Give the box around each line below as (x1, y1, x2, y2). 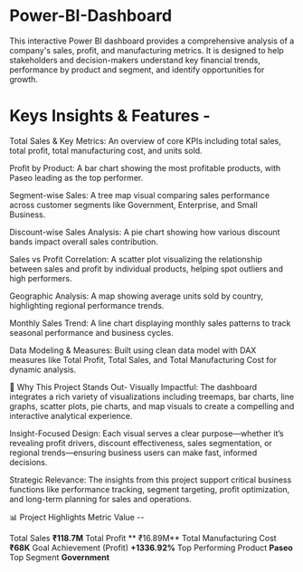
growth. (9, 73, 39, 84)
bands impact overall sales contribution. (9, 236, 158, 247)
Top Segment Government (9, 551, 110, 562)
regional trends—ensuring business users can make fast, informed (9, 447, 258, 458)
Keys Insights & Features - (9, 106, 211, 127)
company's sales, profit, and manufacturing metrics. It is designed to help (9, 44, 285, 55)
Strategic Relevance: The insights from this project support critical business (9, 474, 292, 485)
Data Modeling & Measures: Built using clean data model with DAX (9, 345, 257, 356)
